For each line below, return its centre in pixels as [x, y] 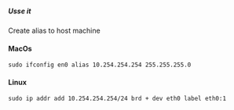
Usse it [20, 11]
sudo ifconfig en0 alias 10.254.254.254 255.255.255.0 [100, 65]
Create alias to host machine [54, 30]
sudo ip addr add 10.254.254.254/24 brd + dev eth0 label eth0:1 [117, 99]
